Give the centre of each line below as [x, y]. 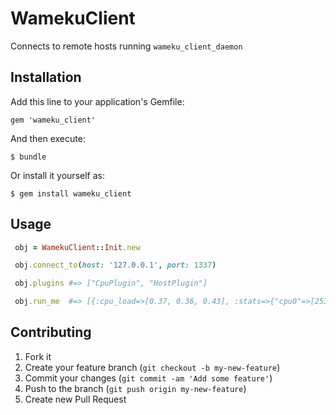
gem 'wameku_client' [53, 120]
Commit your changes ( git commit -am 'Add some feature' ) [148, 378]
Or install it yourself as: [57, 175]
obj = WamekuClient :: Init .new [77, 247]
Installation [46, 77]
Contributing [51, 332]
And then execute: [48, 138]
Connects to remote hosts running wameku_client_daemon [126, 46]
